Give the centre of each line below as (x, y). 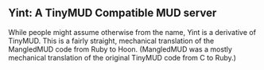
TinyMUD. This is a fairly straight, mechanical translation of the (111, 41)
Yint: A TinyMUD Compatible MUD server (113, 13)
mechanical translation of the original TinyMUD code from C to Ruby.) (122, 57)
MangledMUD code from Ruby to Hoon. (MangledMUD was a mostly (120, 49)
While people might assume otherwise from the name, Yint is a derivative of (132, 32)
